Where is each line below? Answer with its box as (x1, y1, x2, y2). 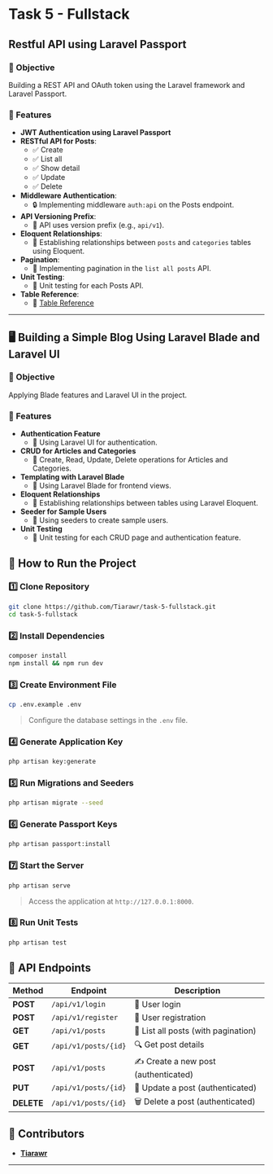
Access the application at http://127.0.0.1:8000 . (28, 896, 194, 906)
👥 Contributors (8, 1127, 85, 1141)
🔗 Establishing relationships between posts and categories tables (32, 238, 252, 248)
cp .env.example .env (8, 700, 82, 708)
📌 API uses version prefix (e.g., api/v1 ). (32, 221, 165, 230)
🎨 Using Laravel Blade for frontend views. (32, 481, 172, 491)
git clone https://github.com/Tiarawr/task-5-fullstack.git (8, 602, 217, 611)
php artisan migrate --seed (8, 799, 104, 807)
